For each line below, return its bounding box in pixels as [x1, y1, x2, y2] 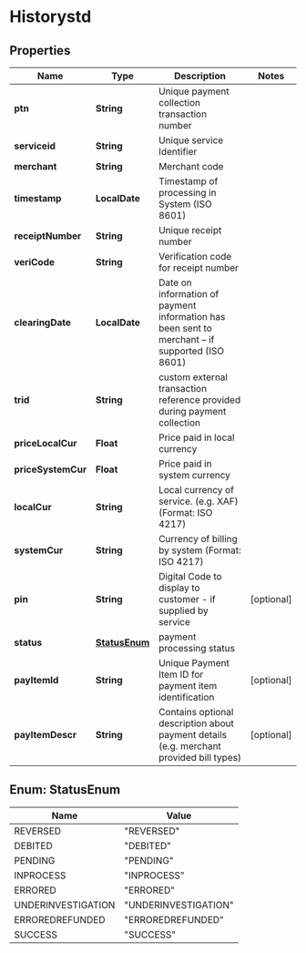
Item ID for [158, 668, 204, 681]
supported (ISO [158, 344, 225, 357]
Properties [9, 43, 71, 58]
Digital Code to [158, 570, 222, 582]
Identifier [158, 146, 198, 158]
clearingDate [14, 316, 71, 329]
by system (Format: [158, 544, 241, 557]
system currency [158, 469, 230, 481]
